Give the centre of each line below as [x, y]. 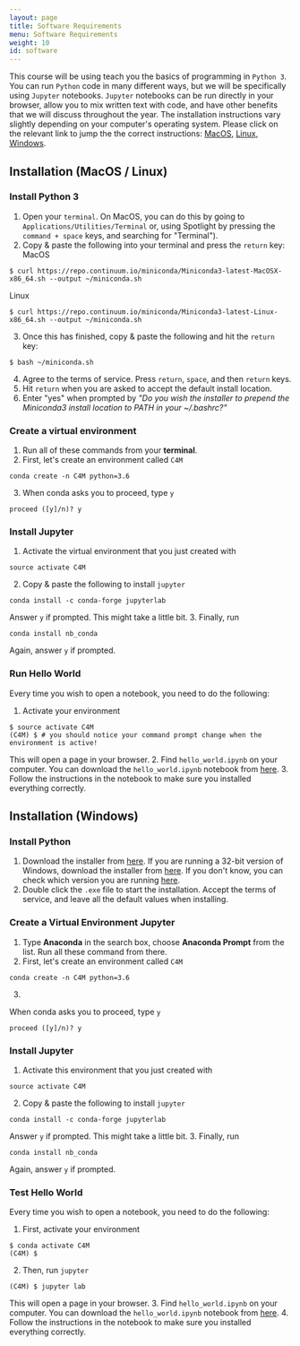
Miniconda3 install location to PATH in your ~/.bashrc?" [124, 407]
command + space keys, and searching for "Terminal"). [120, 235]
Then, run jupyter [56, 1271]
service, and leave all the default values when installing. [125, 899]
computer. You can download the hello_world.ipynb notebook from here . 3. [149, 769]
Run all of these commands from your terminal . [110, 450]
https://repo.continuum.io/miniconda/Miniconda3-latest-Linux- [158, 312]
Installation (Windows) [74, 816]
